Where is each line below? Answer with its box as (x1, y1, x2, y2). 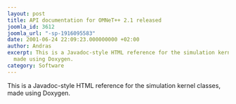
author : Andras (7, 43, 52, 50)
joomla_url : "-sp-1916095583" (7, 29, 96, 37)
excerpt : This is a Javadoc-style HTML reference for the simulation (7, 50, 216, 57)
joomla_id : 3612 (7, 23, 55, 30)
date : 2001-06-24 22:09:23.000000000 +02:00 (7, 36, 140, 43)
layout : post (7, 10, 46, 17)
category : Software (7, 62, 65, 69)
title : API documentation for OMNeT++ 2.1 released (7, 17, 162, 24)
